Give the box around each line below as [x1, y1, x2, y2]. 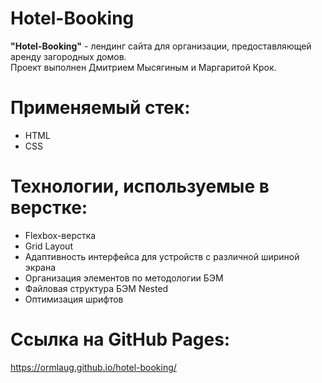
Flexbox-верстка [24, 229, 97, 241]
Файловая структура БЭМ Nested [24, 282, 169, 294]
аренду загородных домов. [10, 50, 127, 62]
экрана [24, 261, 57, 273]
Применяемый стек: [10, 97, 191, 119]
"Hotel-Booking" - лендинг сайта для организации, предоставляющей [10, 40, 312, 52]
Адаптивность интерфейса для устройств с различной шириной [24, 250, 300, 262]
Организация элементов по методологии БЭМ [24, 272, 224, 284]
